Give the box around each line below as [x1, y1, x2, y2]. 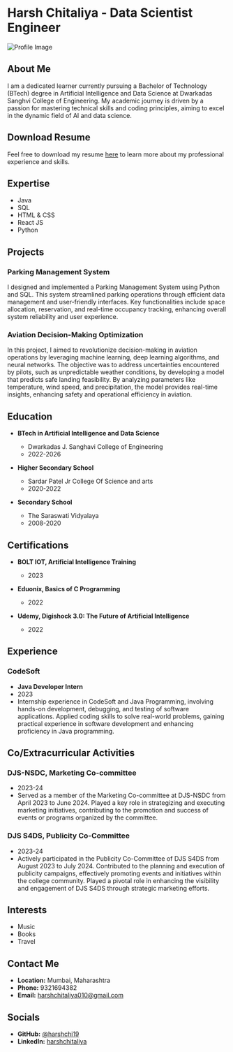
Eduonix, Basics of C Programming [17, 584, 121, 593]
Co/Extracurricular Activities [7, 747, 135, 759]
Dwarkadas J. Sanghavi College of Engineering [27, 443, 163, 451]
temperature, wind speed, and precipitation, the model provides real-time [7, 383, 218, 392]
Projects [7, 246, 45, 258]
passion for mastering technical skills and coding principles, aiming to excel [7, 103, 225, 112]
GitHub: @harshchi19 [17, 1030, 80, 1038]
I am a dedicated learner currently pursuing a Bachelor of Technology [7, 82, 208, 90]
